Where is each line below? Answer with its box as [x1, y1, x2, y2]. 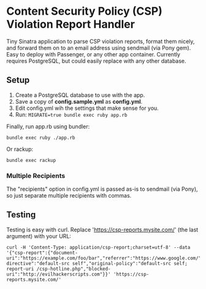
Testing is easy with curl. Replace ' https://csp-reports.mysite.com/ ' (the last [6, 226, 199, 233]
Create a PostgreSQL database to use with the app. [15, 91, 145, 99]
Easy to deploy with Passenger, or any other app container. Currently [6, 50, 181, 58]
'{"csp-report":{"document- [6, 250, 78, 256]
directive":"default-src [6, 260, 70, 266]
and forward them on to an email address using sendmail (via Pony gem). [6, 44, 191, 52]
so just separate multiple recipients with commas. [6, 192, 132, 199]
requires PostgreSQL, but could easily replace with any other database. [6, 57, 186, 64]
